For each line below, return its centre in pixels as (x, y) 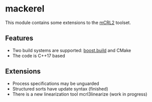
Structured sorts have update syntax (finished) (60, 88)
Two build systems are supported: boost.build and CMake (72, 50)
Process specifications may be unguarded (56, 83)
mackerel (25, 9)
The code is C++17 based (39, 55)
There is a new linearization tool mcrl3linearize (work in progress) (80, 94)
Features (19, 38)
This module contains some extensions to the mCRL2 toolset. (68, 22)
